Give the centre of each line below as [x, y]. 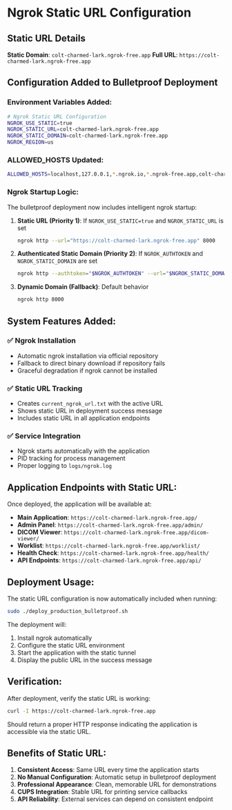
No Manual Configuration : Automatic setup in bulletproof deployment [116, 777]
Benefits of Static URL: [57, 754]
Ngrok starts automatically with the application [83, 451]
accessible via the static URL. [49, 731]
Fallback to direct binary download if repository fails [91, 363]
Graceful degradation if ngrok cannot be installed [87, 370]
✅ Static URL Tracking [45, 388]
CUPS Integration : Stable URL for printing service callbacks [102, 792]
